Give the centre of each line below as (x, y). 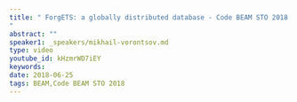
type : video (31, 51)
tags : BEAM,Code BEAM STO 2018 (67, 83)
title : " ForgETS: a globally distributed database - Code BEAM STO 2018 (149, 17)
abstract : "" (33, 34)
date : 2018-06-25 (41, 75)
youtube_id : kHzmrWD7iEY (55, 59)
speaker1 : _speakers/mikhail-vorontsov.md (89, 42)
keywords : (28, 67)
